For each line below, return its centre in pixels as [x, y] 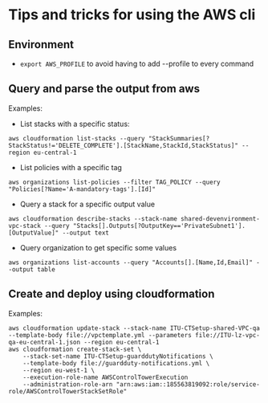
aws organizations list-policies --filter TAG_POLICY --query [114, 182]
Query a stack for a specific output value [87, 204]
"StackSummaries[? [179, 138]
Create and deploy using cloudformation [112, 294]
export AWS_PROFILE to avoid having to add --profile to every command [137, 63]
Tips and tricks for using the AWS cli [132, 15]
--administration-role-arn [68, 384]
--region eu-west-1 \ [59, 370]
